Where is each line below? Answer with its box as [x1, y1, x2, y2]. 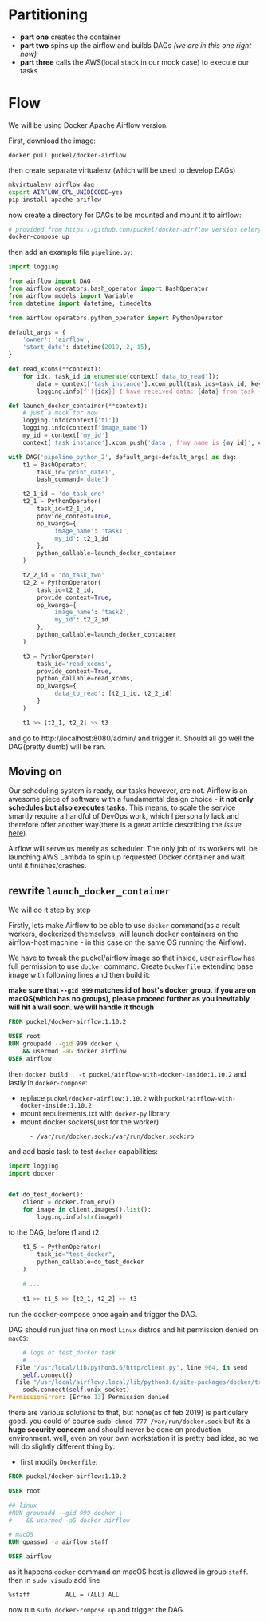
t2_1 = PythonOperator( [22, 498, 102, 506]
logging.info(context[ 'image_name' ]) [22, 424, 148, 432]
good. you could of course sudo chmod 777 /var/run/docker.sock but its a [8, 1416, 250, 1426]
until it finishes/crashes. [8, 861, 87, 870]
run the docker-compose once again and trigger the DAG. [8, 1309, 198, 1319]
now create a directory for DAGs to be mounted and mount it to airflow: [8, 210, 242, 220]
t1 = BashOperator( [22, 461, 88, 469]
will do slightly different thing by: [8, 1442, 116, 1451]
